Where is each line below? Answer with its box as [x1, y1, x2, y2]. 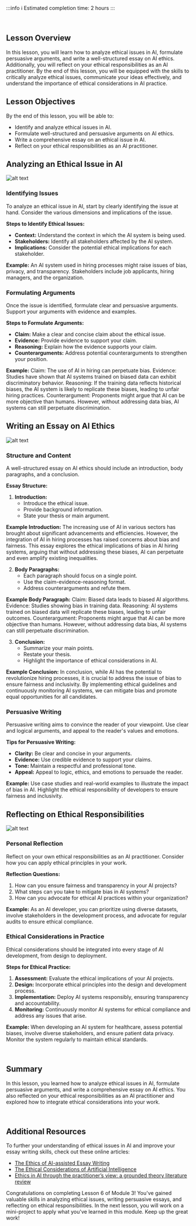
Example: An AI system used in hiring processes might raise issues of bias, [6, 262, 188, 269]
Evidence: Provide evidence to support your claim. [14, 337, 137, 344]
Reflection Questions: [6, 870, 60, 877]
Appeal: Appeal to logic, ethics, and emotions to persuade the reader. [14, 768, 183, 776]
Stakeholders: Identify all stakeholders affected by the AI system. [14, 238, 174, 245]
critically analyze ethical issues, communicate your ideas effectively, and [6, 73, 182, 80]
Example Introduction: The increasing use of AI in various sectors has [6, 524, 176, 531]
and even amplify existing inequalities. [6, 555, 98, 562]
